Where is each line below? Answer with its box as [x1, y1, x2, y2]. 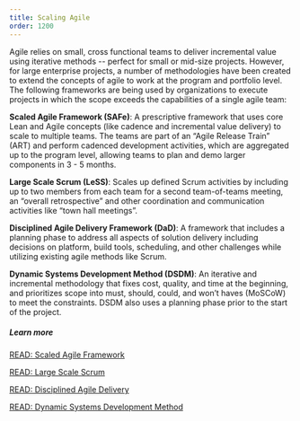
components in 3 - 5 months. [9, 159, 117, 170]
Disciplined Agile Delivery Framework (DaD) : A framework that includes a [9, 222, 286, 233]
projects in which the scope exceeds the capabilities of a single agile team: [9, 93, 287, 104]
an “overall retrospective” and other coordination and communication [9, 195, 265, 206]
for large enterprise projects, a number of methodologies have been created [9, 65, 292, 76]
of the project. [9, 306, 62, 317]
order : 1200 [9, 22, 54, 31]
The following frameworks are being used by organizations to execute [9, 84, 269, 95]
